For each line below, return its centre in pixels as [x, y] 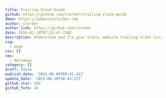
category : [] [19, 65]
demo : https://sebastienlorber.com [42, 19]
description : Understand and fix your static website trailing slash [78, 38]
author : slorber [22, 24]
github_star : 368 [23, 83]
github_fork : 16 [22, 88]
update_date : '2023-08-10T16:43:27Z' [44, 79]
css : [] [13, 51]
